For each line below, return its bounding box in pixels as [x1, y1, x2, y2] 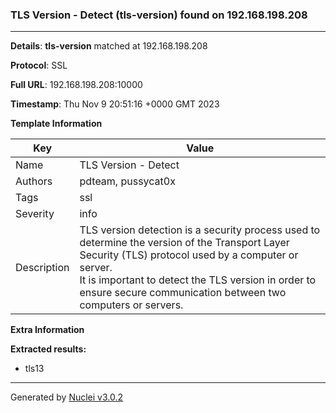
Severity [15, 207, 55, 221]
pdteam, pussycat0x [79, 174, 176, 188]
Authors [15, 174, 53, 188]
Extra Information [10, 324, 85, 336]
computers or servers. [79, 298, 184, 312]
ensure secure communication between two [79, 286, 287, 300]
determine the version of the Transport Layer [79, 236, 290, 250]
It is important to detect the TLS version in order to [79, 273, 317, 287]
